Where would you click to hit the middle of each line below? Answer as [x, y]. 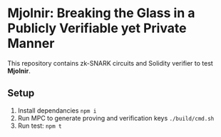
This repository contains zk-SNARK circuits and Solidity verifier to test [110, 63]
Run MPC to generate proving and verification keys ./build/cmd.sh [116, 118]
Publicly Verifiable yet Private [97, 28]
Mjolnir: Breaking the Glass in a [101, 13]
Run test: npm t [40, 126]
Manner [31, 44]
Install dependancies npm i [57, 110]
